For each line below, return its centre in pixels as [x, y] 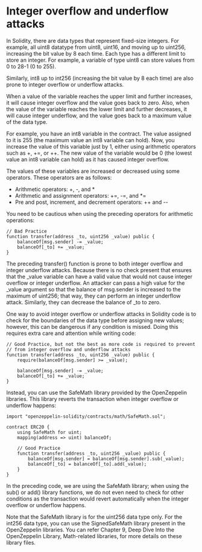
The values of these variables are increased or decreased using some [93, 171]
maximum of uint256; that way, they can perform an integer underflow [93, 296]
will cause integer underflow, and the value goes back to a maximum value [99, 115]
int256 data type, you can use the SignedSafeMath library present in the [96, 523]
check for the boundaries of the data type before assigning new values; [95, 320]
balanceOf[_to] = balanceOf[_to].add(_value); [87, 464]
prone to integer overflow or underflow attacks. [65, 84]
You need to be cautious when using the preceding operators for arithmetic [100, 213]
